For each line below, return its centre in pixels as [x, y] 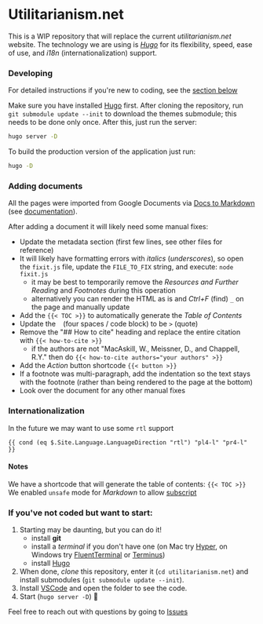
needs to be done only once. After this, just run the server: [103, 122]
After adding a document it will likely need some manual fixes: [108, 227]
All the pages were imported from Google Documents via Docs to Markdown [131, 203]
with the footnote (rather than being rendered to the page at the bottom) [136, 382]
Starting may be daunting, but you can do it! [91, 530]
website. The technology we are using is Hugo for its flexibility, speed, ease [130, 44]
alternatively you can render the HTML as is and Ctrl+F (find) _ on [138, 299]
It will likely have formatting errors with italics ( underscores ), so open [131, 259]
